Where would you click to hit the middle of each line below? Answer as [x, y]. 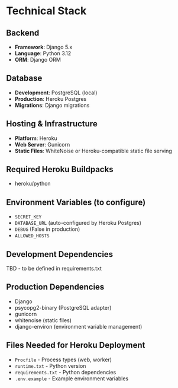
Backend [23, 33]
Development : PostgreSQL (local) [56, 93]
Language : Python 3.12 [43, 53]
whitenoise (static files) [43, 320]
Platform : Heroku [36, 138]
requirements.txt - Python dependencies [65, 372]
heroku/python [33, 184]
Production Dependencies [55, 287]
